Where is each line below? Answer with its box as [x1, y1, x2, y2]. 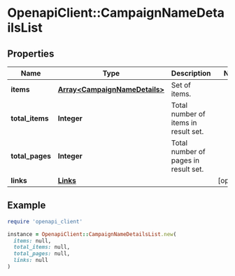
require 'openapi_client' [7, 218, 83, 225]
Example [7, 200, 46, 212]
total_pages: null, [13, 250, 71, 257]
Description [171, 69, 211, 78]
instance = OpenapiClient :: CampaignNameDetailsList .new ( [7, 230, 177, 237]
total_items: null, [13, 244, 71, 251]
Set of [171, 81, 191, 90]
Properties [7, 48, 55, 60]
